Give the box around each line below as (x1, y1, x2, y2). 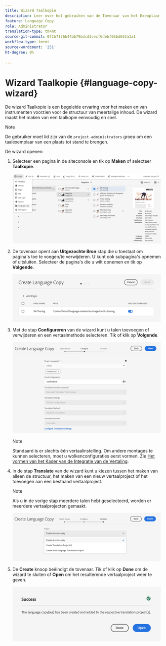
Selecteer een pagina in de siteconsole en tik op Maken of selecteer (12, 158, 152, 164)
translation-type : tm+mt (5, 29, 56, 34)
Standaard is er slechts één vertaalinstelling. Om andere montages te (12, 448, 153, 453)
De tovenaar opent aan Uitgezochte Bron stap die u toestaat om (12, 248, 143, 254)
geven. (12, 577, 27, 582)
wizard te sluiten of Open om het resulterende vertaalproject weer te (12, 571, 152, 578)
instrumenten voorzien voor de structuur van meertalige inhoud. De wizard (5, 109, 157, 115)
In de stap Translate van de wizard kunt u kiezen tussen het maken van (12, 468, 158, 474)
